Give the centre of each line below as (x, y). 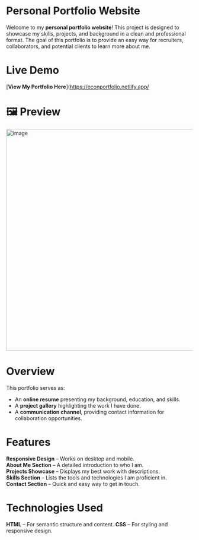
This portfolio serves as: (36, 387)
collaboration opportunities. (49, 418)
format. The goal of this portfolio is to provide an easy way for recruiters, (95, 40)
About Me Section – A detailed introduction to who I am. (75, 465)
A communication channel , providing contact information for (89, 412)
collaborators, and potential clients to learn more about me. (78, 46)
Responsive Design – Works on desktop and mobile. (70, 459)
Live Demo (33, 70)
